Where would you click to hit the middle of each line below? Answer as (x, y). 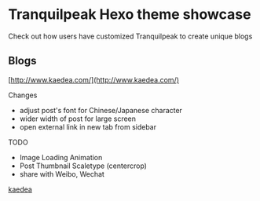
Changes (23, 95)
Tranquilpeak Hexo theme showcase (130, 15)
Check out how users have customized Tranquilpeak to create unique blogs (130, 36)
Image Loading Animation (61, 157)
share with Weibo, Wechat (62, 174)
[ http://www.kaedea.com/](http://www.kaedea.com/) (93, 79)
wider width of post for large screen (77, 119)
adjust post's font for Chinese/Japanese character (101, 110)
